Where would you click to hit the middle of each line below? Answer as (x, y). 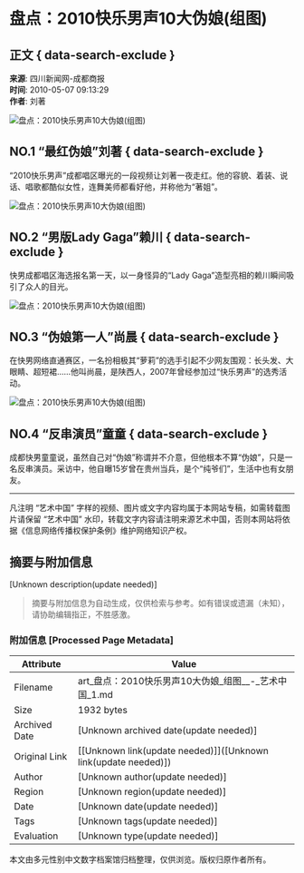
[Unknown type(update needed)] (148, 836)
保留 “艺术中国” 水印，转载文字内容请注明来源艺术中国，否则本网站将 (154, 519)
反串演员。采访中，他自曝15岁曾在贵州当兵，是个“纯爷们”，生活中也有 (147, 469)
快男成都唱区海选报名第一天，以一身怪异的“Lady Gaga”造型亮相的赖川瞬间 (148, 275)
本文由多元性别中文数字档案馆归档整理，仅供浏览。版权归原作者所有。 (140, 859)
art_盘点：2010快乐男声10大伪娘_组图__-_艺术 (178, 682)
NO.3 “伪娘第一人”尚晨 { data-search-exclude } (144, 337)
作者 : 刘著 (28, 101)
